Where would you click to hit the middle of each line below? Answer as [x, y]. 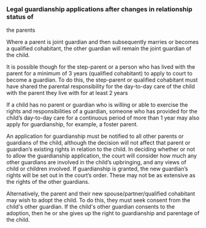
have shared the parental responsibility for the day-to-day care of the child [101, 86]
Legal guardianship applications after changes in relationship [100, 9]
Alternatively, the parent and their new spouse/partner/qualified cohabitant [101, 194]
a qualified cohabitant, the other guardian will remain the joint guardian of [99, 48]
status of [20, 17]
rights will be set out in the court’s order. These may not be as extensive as [101, 175]
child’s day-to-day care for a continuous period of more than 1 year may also [103, 118]
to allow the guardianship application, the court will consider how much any [102, 156]
